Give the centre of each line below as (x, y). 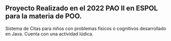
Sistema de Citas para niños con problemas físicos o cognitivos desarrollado (86, 28)
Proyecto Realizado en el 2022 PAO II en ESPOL (82, 8)
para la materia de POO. (44, 16)
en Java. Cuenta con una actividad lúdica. (49, 34)
